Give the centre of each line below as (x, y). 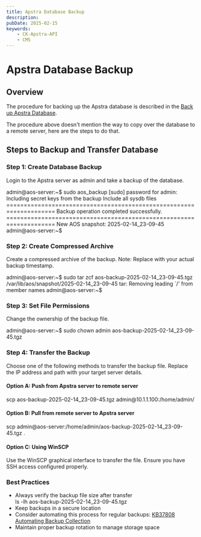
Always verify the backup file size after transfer (74, 495)
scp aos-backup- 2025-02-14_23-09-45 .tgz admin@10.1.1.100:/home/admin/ (100, 399)
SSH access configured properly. (47, 467)
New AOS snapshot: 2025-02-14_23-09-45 (110, 224)
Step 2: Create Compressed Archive (60, 246)
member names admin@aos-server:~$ (54, 290)
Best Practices (28, 482)
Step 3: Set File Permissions (48, 305)
